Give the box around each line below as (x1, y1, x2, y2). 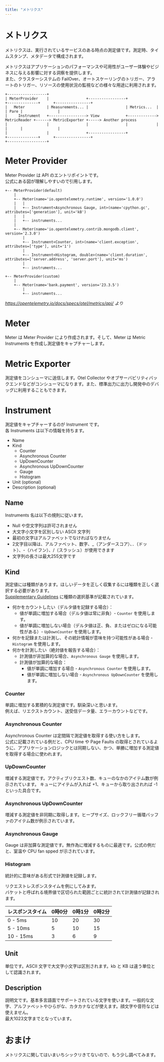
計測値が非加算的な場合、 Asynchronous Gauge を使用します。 (19, 653, 141, 659)
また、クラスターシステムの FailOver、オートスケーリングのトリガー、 (5, 76, 147, 81)
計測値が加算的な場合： (19, 659, 67, 665)
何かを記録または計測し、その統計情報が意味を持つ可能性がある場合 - (12, 635, 153, 641)
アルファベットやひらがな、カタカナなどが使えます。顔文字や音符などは (13, 1004, 159, 1010)
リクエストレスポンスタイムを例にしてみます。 (5, 883, 99, 889)
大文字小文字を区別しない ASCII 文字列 (12, 529, 91, 535)
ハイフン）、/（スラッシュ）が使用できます (29, 547, 115, 553)
